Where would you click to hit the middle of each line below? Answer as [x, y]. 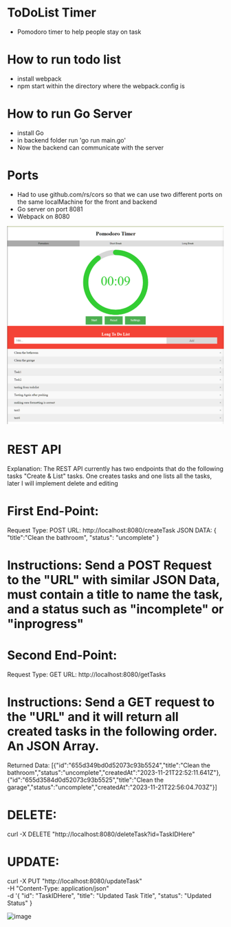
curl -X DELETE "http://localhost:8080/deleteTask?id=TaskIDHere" [101, 834]
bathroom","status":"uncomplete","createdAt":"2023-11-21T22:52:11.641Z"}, [114, 772]
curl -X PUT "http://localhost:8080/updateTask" [75, 881]
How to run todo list [64, 60]
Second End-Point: [62, 655]
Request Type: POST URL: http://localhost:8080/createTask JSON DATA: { [112, 530]
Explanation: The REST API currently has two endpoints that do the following [115, 468]
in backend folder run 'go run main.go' [71, 140]
